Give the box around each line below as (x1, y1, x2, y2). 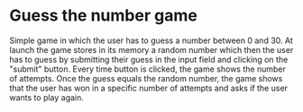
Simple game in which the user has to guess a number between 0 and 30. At (9, 35, 293, 46)
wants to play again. (9, 91, 84, 103)
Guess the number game (9, 5, 198, 26)
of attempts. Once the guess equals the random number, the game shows (9, 73, 283, 83)
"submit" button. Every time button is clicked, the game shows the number (9, 64, 286, 74)
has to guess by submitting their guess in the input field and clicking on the (9, 54, 289, 65)
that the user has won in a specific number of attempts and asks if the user (9, 82, 289, 93)
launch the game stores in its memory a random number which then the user (9, 44, 294, 55)
